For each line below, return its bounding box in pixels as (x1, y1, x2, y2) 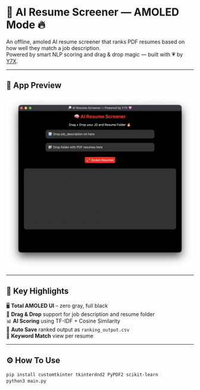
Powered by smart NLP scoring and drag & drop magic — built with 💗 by (6, 51, 183, 58)
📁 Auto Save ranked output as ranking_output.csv (6, 326, 130, 333)
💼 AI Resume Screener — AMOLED (6, 5, 180, 19)
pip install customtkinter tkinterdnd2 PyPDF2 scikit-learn (6, 372, 159, 378)
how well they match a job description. (6, 44, 101, 51)
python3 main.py (6, 378, 46, 384)
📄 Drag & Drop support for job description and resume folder (6, 311, 155, 318)
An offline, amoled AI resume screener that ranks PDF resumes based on (6, 38, 185, 45)
